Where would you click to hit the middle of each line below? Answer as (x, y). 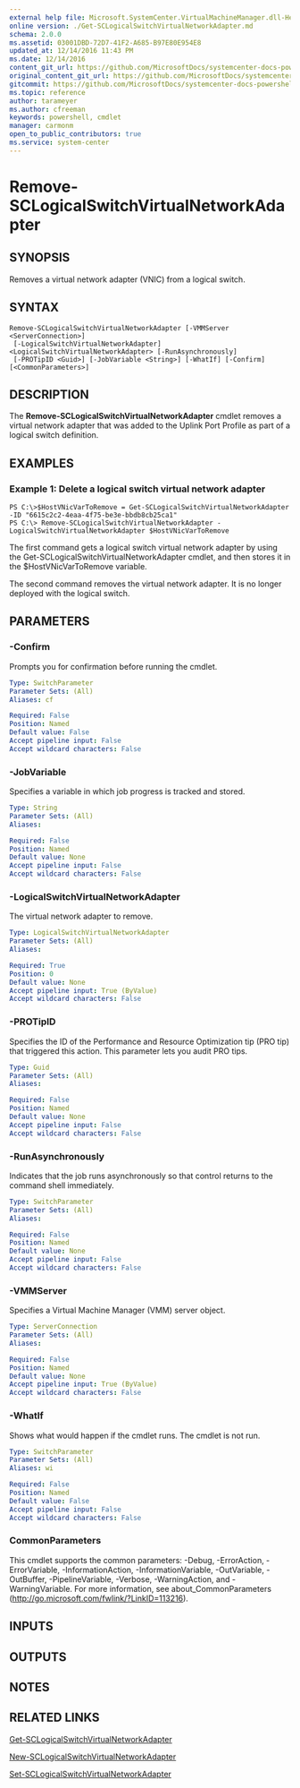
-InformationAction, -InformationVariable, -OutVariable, (163, 1570)
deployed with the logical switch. (70, 594)
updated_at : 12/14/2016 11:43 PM (71, 51)
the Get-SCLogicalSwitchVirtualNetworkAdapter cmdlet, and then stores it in (150, 557)
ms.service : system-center (59, 142)
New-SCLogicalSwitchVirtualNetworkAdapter (93, 1757)
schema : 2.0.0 (36, 34)
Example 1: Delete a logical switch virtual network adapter (137, 489)
